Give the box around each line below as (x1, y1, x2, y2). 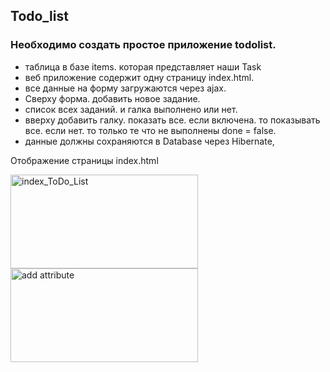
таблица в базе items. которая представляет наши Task (24, 60, 262, 73)
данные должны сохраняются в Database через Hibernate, (24, 135, 275, 147)
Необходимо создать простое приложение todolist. (10, 38, 277, 52)
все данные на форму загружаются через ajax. (24, 82, 227, 94)
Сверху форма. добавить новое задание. (24, 92, 201, 104)
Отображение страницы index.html (10, 154, 159, 166)
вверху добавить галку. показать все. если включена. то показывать (24, 114, 321, 126)
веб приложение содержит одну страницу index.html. (24, 71, 255, 83)
